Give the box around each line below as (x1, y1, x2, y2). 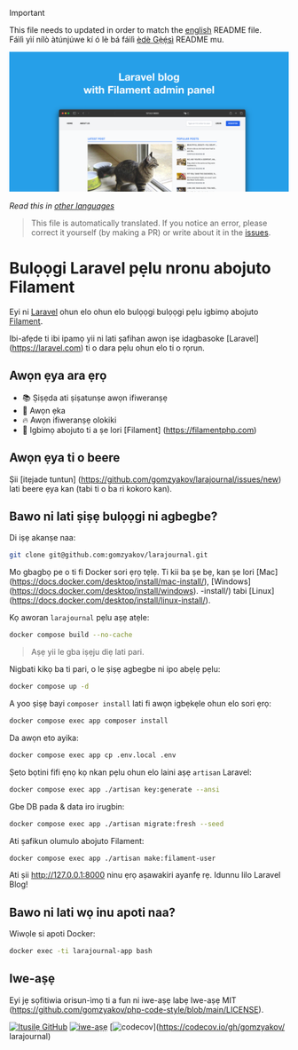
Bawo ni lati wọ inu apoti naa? (9, 904, 176, 920)
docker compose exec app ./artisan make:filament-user (9, 854, 216, 863)
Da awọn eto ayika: (9, 732, 80, 743)
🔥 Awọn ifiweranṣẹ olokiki (21, 414, 117, 425)
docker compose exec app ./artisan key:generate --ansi (9, 785, 220, 793)
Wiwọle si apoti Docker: (9, 928, 96, 939)
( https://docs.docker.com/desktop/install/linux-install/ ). (9, 595, 211, 606)
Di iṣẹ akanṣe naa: (9, 533, 76, 543)
